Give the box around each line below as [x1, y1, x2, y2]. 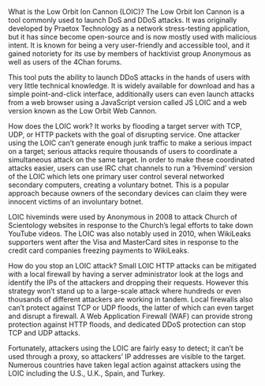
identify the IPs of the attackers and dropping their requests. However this [8, 278, 249, 287]
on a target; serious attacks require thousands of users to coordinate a [8, 147, 238, 156]
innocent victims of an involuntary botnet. [8, 197, 144, 207]
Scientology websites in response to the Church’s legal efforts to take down [8, 221, 254, 230]
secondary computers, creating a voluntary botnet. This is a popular [8, 180, 230, 189]
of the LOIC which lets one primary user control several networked [8, 172, 225, 182]
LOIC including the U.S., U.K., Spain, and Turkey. [8, 369, 166, 378]
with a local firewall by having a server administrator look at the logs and [8, 269, 244, 279]
